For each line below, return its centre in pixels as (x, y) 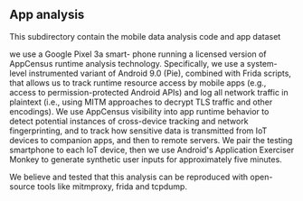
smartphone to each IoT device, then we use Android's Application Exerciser (152, 150)
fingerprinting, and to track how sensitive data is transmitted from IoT (138, 131)
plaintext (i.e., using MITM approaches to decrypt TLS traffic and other (141, 102)
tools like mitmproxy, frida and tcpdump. (113, 186)
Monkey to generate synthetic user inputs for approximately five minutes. (146, 159)
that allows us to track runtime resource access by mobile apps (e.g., (138, 82)
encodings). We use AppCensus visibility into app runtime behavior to (139, 111)
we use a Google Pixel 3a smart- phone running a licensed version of (138, 54)
